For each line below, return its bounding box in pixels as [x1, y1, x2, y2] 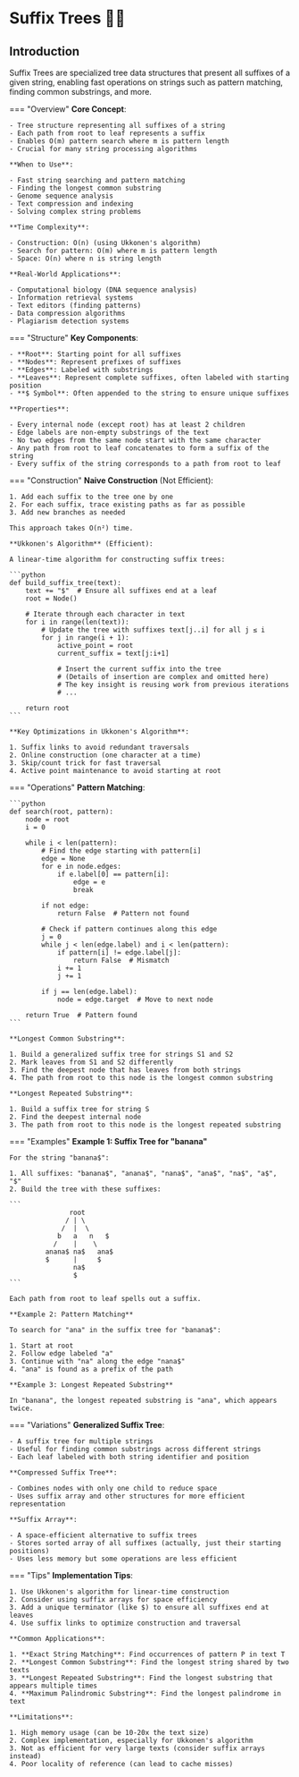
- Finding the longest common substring [9, 183, 162, 192]
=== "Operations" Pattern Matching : [9, 782, 145, 793]
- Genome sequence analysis [9, 191, 114, 200]
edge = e [72, 878, 105, 887]
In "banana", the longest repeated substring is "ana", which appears [9, 1396, 278, 1405]
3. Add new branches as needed [9, 508, 126, 517]
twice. [9, 1404, 34, 1413]
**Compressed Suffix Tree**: [9, 1468, 118, 1477]
